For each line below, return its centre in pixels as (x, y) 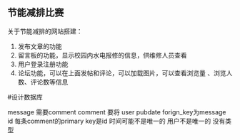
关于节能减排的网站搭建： (45, 31)
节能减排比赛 (36, 13)
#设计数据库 (25, 97)
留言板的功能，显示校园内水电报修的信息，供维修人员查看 (102, 55)
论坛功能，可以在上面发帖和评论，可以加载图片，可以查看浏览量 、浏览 (122, 72)
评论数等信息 (49, 82)
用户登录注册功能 (43, 64)
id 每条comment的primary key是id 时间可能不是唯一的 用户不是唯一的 (109, 121)
